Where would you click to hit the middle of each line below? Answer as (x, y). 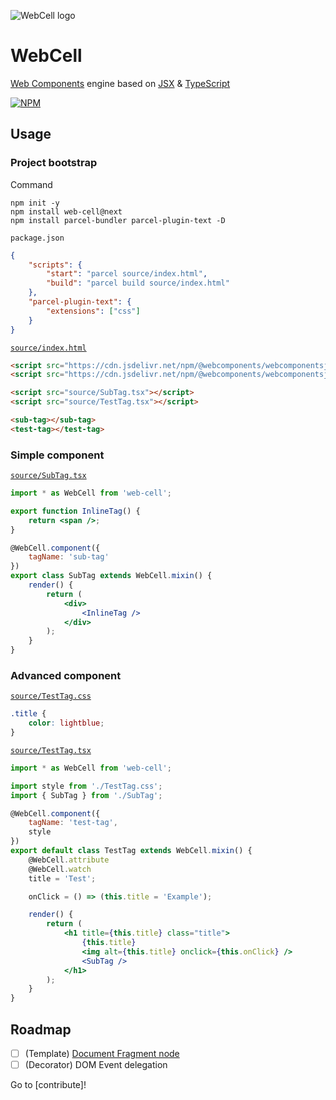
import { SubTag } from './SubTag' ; (86, 795)
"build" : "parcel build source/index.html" (138, 283)
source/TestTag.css (51, 696)
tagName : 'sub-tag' (69, 557)
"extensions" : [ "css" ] (93, 311)
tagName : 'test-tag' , (73, 823)
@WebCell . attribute (69, 860)
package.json (37, 238)
